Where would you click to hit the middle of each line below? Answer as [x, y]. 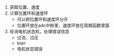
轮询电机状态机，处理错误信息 [39, 31]
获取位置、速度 [24, 7]
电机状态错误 [30, 49]
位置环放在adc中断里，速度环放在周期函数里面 [63, 25]
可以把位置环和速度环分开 [42, 19]
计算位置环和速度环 [29, 13]
